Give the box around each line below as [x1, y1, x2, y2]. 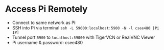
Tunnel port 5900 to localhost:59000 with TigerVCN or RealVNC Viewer [12, 34, 155, 40]
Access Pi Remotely [5, 3, 88, 15]
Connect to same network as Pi [12, 20, 76, 25]
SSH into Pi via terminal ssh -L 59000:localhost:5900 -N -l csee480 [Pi [12, 25, 160, 30]
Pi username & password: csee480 [12, 39, 83, 45]
